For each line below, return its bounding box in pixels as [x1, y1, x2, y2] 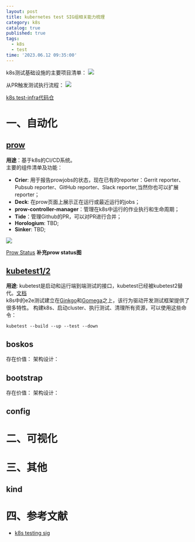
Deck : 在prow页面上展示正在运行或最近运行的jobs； [14, 198, 141, 205]
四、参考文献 [6, 510, 69, 523]
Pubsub [14, 183, 33, 190]
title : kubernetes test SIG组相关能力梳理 [6, 14, 105, 20]
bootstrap [6, 373, 43, 383]
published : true [6, 30, 46, 36]
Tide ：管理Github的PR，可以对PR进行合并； [14, 213, 122, 220]
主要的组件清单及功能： [6, 163, 63, 171]
